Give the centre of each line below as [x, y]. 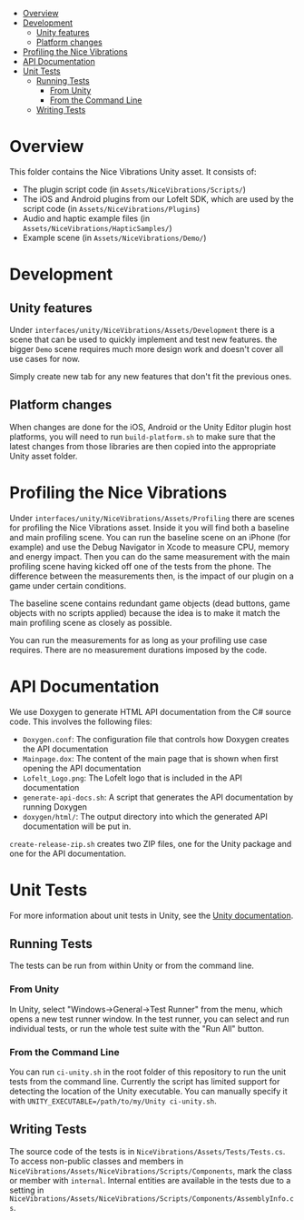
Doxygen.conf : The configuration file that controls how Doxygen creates [156, 739]
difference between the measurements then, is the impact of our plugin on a [152, 576]
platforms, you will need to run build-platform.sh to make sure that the [142, 437]
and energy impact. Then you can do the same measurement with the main [150, 556]
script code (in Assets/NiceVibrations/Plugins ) [111, 208]
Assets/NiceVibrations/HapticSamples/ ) [97, 227]
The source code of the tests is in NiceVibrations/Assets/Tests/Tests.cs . [147, 1151]
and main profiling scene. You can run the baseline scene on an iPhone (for [150, 537]
